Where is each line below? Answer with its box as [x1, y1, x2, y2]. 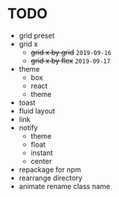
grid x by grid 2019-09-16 [30, 47, 112, 57]
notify [18, 123, 39, 132]
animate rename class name [18, 181, 111, 191]
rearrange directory [18, 173, 83, 182]
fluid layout [18, 106, 56, 115]
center [30, 156, 52, 165]
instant [30, 147, 54, 158]
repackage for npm [18, 165, 82, 174]
